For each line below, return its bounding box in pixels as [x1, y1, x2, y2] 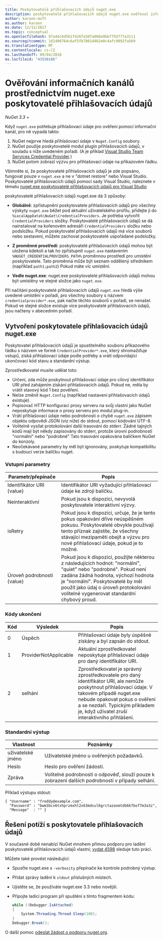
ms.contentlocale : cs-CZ [5, 48, 55, 52]
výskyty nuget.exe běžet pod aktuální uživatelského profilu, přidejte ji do [12, 208, 157, 213]
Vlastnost [12, 741, 35, 747]
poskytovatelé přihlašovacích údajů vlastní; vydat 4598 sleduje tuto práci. [5, 846, 152, 852]
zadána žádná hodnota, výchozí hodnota [61, 572, 154, 579]
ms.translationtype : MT [5, 43, 53, 48]
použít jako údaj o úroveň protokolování [61, 584, 151, 591]
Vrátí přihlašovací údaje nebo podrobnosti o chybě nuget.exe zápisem [12, 413, 152, 419]
